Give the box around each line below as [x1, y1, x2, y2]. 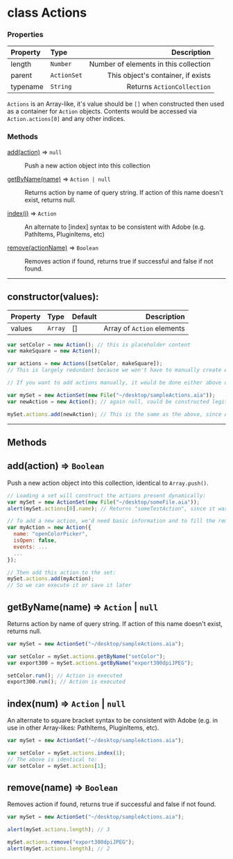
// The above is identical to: [7, 756, 98, 763]
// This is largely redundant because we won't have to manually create [7, 367, 222, 374]
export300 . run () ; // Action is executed [7, 678, 126, 686]
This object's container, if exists [107, 71, 212, 81]
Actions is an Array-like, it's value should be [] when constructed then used [7, 99, 225, 109]
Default [71, 312, 97, 321]
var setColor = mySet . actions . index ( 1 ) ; [7, 750, 126, 757]
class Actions [7, 5, 87, 21]
